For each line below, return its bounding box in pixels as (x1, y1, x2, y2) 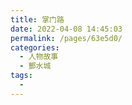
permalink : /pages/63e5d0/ (10, 33, 123, 43)
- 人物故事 (19, 52, 59, 62)
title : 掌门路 (10, 14, 65, 25)
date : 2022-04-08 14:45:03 (10, 24, 123, 34)
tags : (10, 71, 33, 81)
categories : (10, 42, 60, 53)
